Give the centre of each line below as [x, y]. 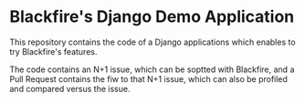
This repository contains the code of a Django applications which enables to [152, 42]
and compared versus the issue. [70, 88]
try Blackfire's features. [53, 51]
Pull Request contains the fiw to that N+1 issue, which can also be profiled [148, 78]
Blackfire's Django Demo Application [152, 17]
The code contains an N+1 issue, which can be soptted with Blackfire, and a [152, 69]
